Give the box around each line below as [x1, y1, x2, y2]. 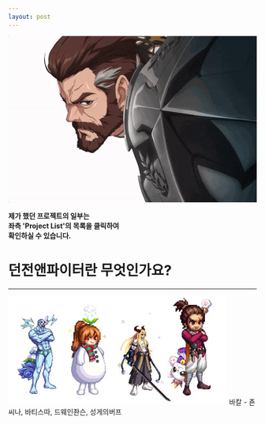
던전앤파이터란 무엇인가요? [8, 261, 172, 280]
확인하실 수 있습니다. [8, 231, 72, 240]
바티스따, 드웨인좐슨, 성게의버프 [24, 407, 122, 416]
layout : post [8, 13, 51, 21]
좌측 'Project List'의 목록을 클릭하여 [8, 221, 120, 231]
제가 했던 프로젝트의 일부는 [8, 211, 90, 220]
